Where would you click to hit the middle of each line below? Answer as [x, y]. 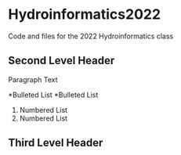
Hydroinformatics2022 [85, 14]
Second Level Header [62, 61]
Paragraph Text [33, 79]
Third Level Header [56, 143]
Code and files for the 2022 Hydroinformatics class [91, 36]
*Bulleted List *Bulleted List [53, 95]
